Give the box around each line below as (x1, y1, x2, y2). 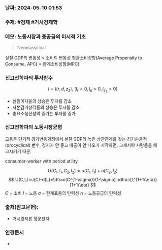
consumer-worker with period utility (5, 158, 78, 164)
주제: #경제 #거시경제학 (5, 19, 58, 26)
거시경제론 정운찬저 (12, 216, 50, 221)
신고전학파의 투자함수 (5, 75, 53, 82)
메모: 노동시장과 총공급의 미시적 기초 (5, 33, 86, 40)
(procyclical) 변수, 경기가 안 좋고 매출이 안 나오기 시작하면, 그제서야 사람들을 (5, 142, 152, 148)
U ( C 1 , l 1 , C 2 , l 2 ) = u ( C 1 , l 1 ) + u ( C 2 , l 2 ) (47, 167, 118, 175)
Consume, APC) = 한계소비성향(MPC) (5, 61, 80, 67)
